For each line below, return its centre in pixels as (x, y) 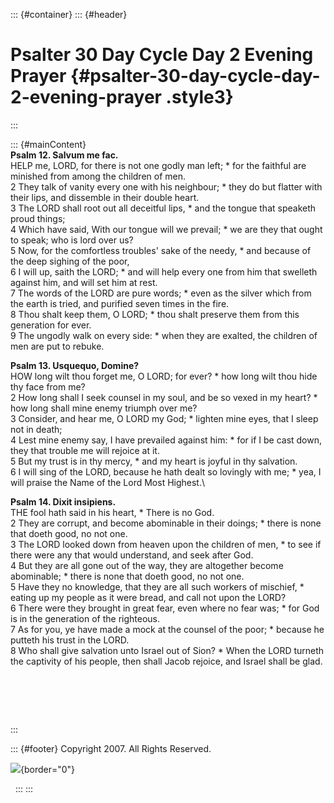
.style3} (199, 97)
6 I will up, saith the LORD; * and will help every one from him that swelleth (164, 271)
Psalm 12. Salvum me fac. (64, 155)
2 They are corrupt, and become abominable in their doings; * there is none (166, 523)
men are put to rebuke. (57, 346)
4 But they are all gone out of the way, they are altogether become (147, 565)
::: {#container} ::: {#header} (69, 14)
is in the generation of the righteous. (85, 618)
